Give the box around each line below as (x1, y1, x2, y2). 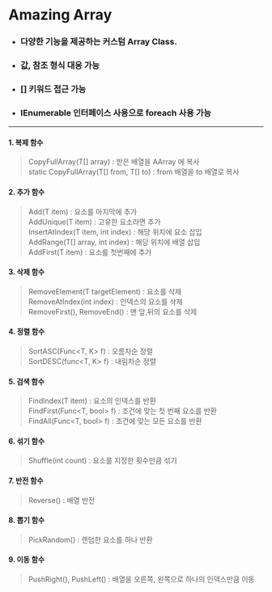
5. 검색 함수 (8, 376, 45, 386)
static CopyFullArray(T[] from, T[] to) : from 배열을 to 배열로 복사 (28, 167, 240, 177)
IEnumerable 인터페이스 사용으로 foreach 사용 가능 (19, 107, 212, 118)
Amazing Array (8, 6, 113, 24)
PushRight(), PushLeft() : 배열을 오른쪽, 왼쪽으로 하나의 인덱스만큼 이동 (28, 574, 255, 584)
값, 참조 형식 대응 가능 (19, 60, 100, 71)
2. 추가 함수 (8, 188, 45, 197)
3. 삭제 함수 (8, 267, 45, 277)
